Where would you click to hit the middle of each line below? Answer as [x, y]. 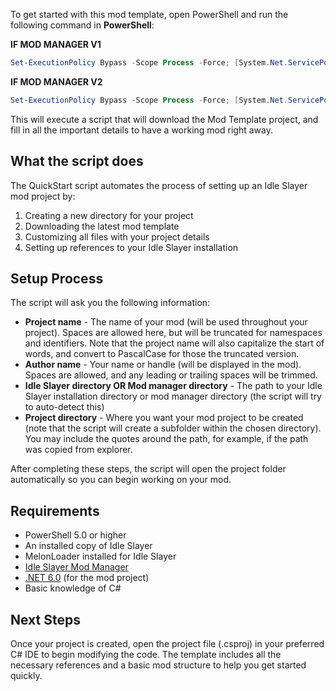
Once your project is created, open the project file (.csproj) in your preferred [167, 643]
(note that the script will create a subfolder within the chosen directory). [173, 428]
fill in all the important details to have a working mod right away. [141, 130]
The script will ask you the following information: [110, 303]
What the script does [77, 161]
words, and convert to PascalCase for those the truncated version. [162, 354]
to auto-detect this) [64, 407]
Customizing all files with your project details [117, 236]
